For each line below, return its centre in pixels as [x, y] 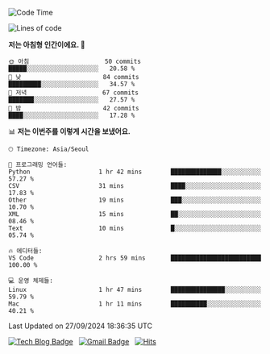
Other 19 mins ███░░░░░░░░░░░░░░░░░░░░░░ [135, 200]
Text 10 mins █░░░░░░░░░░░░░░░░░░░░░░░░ [135, 228]
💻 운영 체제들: [31, 281]
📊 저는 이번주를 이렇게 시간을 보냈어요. [70, 131]
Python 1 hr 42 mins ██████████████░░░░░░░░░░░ [135, 172]
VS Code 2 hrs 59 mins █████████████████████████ [135, 258]
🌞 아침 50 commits [75, 61]
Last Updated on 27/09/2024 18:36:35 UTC [81, 326]
